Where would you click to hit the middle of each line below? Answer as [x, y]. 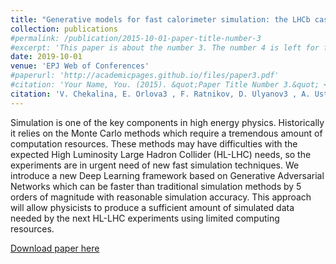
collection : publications [64, 29]
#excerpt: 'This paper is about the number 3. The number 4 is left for [165, 47]
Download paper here [55, 248]
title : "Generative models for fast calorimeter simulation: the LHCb [160, 19]
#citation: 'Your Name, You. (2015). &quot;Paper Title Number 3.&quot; [165, 85]
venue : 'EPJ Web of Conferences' [80, 66]
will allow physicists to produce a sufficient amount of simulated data [152, 207]
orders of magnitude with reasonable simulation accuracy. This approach [161, 197]
